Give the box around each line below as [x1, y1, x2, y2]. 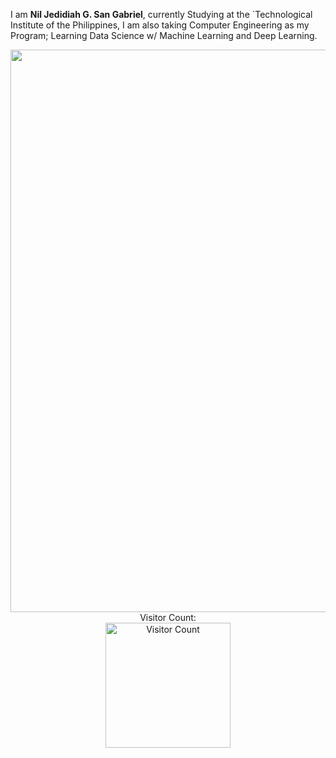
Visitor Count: [139, 612, 197, 623]
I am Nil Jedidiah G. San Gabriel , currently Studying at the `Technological [10, 9, 313, 20]
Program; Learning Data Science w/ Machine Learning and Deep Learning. [10, 30, 318, 41]
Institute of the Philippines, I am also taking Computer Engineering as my [10, 19, 310, 31]
